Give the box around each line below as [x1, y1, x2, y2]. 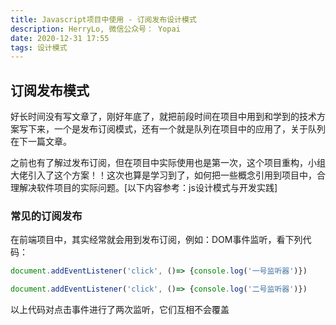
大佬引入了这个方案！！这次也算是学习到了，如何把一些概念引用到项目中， [10, 169, 317, 181]
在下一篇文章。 [10, 136, 72, 148]
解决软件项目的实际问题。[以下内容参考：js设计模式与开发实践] [18, 182, 278, 194]
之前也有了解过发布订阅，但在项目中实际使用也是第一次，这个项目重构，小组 [10, 157, 326, 169]
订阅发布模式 [10, 82, 90, 99]
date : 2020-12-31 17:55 [10, 33, 110, 43]
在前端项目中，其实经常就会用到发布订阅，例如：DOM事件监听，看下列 [10, 234, 303, 246]
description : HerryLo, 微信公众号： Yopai [10, 24, 181, 34]
